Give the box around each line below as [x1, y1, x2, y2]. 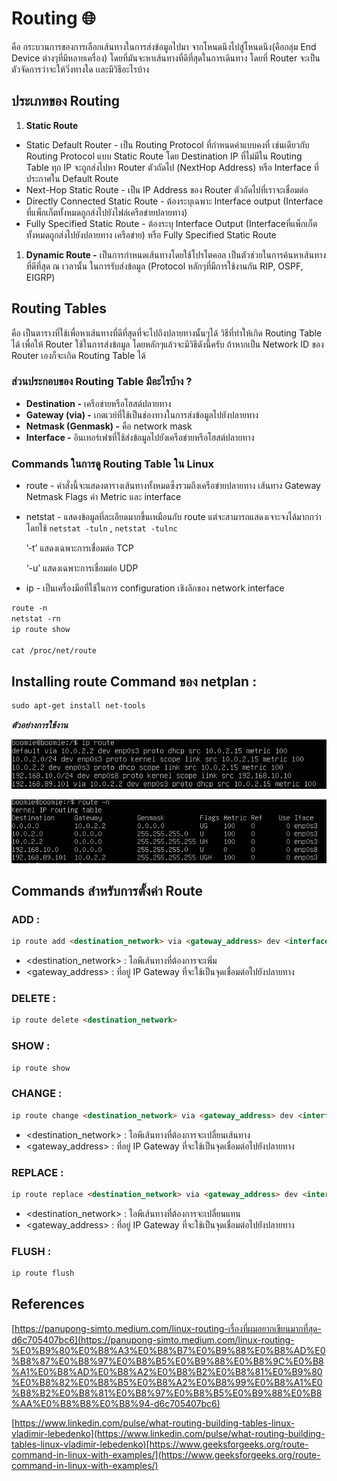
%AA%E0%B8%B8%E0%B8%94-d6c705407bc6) [11, 1397, 221, 1409]
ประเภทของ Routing [11, 93, 121, 110]
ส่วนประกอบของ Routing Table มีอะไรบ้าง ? [11, 375, 193, 389]
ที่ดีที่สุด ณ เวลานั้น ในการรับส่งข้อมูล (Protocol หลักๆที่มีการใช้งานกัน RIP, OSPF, [25, 260, 304, 272]
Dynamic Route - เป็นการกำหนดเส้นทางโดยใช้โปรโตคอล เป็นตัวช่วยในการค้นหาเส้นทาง [25, 248, 327, 261]
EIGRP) [25, 271, 56, 283]
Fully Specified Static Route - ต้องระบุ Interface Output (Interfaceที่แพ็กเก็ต [25, 217, 318, 229]
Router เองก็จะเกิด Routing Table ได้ [11, 349, 146, 361]
